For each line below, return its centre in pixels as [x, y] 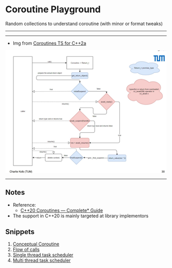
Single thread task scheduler [43, 255]
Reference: [24, 205]
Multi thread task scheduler [41, 260]
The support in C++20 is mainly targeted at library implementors [80, 216]
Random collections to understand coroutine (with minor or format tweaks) [84, 24]
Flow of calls [26, 250]
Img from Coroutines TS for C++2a [49, 43]
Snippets [20, 232]
